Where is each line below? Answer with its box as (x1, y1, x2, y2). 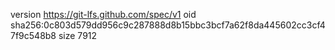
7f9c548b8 (10, 30, 57, 41)
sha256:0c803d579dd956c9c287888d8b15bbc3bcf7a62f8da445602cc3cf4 (10, 19, 326, 31)
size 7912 (58, 30, 98, 41)
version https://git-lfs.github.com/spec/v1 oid (10, 9, 197, 20)
